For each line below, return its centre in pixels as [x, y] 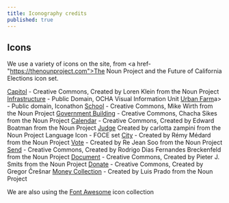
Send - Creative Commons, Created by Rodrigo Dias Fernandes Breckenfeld [114, 150]
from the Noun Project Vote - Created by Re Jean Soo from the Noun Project [115, 143]
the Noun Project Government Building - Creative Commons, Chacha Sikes [112, 113]
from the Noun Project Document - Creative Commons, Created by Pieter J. [113, 157]
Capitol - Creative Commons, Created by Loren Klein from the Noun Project [113, 92]
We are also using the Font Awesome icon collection [81, 192]
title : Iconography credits [47, 13]
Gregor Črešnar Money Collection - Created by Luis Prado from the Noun [110, 172]
